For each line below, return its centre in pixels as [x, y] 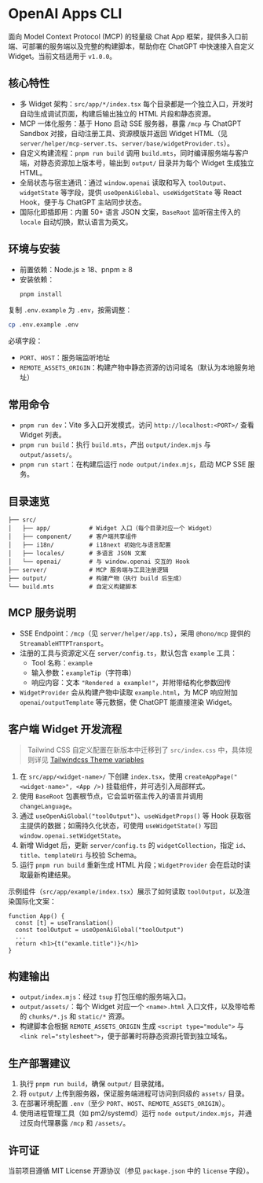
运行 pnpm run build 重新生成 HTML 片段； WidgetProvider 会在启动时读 [135, 864]
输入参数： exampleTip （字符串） [83, 673]
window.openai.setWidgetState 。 [72, 835]
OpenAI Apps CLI [65, 14]
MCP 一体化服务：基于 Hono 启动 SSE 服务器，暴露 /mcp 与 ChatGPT [130, 123]
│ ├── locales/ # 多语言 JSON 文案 [77, 553]
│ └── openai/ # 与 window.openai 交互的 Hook [99, 562]
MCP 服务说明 [42, 613]
